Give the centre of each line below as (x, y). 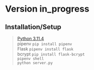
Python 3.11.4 (31, 38)
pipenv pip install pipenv (45, 44)
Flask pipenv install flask (45, 49)
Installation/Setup (33, 27)
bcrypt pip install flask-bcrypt (51, 54)
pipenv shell (31, 59)
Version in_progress (47, 9)
